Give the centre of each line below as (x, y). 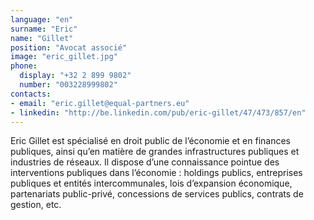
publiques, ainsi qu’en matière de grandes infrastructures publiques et (155, 152)
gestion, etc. (36, 205)
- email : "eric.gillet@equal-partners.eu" (100, 103)
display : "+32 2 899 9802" (75, 76)
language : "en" (42, 19)
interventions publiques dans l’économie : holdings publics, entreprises (156, 173)
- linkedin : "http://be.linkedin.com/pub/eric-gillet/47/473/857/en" (158, 112)
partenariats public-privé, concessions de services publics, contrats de (157, 194)
